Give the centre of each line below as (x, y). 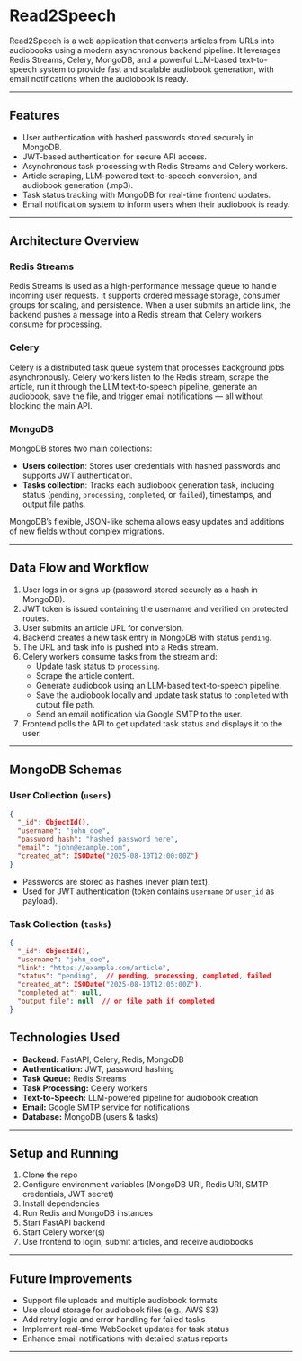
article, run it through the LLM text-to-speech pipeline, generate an (133, 386)
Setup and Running (64, 1154)
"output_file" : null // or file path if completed (116, 1001)
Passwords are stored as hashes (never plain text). (116, 881)
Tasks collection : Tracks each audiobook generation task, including (148, 485)
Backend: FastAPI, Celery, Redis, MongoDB (103, 1059)
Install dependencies (61, 1203)
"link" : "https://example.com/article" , (94, 968)
